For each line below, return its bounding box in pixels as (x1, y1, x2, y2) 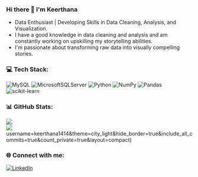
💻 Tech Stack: (6, 65, 49, 73)
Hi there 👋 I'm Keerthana (6, 5, 78, 14)
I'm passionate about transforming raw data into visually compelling (14, 44, 180, 51)
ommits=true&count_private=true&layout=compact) (6, 136, 132, 143)
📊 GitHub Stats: (6, 102, 53, 111)
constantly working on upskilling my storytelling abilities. (14, 38, 152, 45)
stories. (14, 50, 34, 57)
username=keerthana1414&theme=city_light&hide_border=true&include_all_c (6, 130, 193, 137)
